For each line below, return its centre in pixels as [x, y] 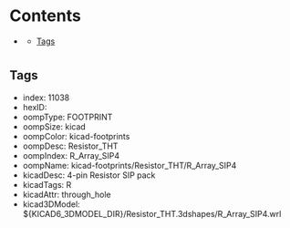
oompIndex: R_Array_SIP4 [71, 155]
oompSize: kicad [54, 126]
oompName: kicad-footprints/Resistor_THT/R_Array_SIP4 [129, 165]
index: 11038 [46, 98]
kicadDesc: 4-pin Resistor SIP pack [89, 175]
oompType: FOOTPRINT [67, 117]
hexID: [35, 107]
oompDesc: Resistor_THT [70, 146]
